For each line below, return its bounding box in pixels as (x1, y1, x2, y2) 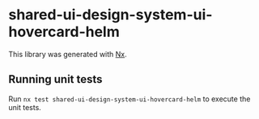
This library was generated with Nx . (8, 49, 127, 59)
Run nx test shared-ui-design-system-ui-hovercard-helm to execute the (8, 94, 251, 104)
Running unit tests (8, 72, 103, 86)
